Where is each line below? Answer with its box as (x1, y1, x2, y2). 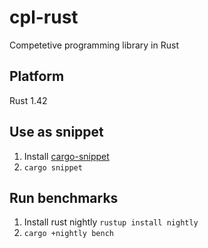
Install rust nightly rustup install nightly (23, 216, 199, 228)
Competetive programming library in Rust (9, 39, 179, 51)
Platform (9, 68, 65, 85)
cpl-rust (9, 6, 79, 29)
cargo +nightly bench (23, 229, 114, 239)
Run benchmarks (9, 189, 119, 206)
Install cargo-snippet (23, 150, 110, 162)
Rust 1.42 (9, 94, 48, 106)
